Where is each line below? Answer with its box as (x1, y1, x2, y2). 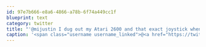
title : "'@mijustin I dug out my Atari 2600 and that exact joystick (6, 26, 188, 32)
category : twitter (6, 20, 53, 26)
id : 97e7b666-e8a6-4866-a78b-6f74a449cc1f (6, 9, 116, 15)
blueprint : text (6, 15, 48, 21)
